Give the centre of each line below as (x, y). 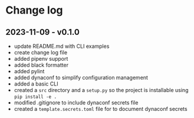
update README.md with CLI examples (62, 46)
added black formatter (41, 65)
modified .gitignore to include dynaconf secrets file (76, 103)
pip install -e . (35, 97)
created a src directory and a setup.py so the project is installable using (101, 90)
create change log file (41, 53)
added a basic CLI (36, 84)
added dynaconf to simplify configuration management (81, 78)
